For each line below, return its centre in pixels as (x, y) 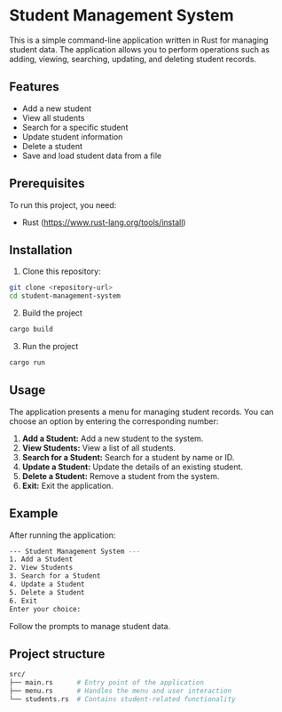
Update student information (72, 136)
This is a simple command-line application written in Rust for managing (139, 40)
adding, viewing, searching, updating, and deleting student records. (133, 59)
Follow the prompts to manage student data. (90, 626)
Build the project (52, 313)
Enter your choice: (45, 609)
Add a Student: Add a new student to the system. (113, 438)
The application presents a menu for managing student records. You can (141, 412)
